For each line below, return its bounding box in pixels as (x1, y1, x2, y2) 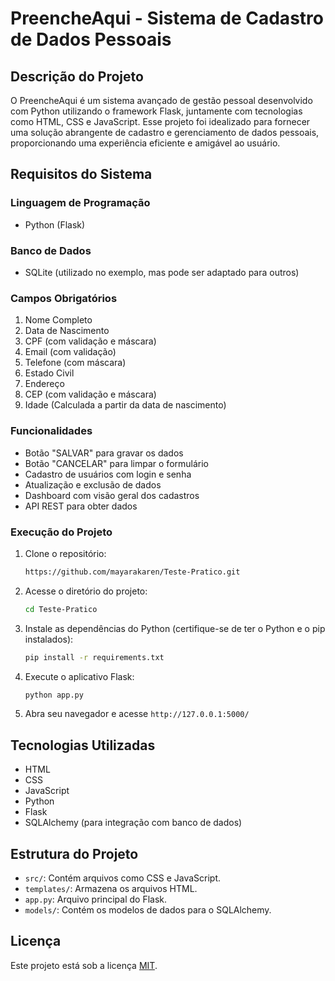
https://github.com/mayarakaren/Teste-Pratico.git (24, 567, 241, 577)
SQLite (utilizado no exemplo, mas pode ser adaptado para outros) (24, 266, 300, 278)
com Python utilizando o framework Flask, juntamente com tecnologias (10, 105, 303, 117)
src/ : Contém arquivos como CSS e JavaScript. (24, 872, 222, 884)
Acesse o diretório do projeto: (24, 585, 148, 597)
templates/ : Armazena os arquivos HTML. (24, 883, 198, 894)
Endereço (24, 378, 65, 390)
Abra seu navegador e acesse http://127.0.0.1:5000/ (24, 708, 250, 720)
